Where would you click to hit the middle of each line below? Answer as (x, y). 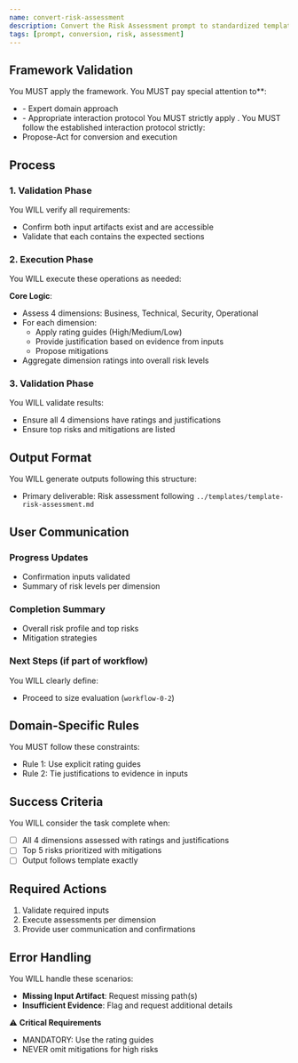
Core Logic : (31, 296)
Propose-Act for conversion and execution (99, 137)
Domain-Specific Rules (74, 725)
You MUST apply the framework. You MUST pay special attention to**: (138, 92)
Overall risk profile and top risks (80, 629)
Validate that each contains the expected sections (114, 236)
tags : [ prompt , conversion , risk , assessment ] (97, 34)
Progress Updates (49, 557)
